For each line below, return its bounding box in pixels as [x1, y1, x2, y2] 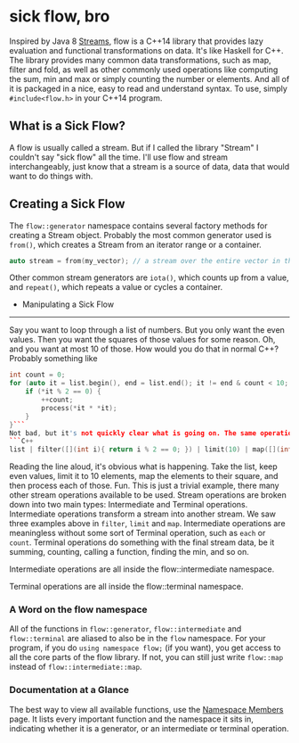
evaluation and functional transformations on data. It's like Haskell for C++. [9, 45, 284, 55]
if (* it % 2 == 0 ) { [25, 387, 101, 396]
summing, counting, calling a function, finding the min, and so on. [9, 547, 249, 557]
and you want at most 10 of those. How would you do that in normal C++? [9, 343, 279, 354]
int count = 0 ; [9, 370, 66, 380]
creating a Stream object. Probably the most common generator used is [9, 229, 272, 240]
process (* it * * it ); [41, 403, 117, 412]
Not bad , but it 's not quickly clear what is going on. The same [9, 428, 256, 438]
